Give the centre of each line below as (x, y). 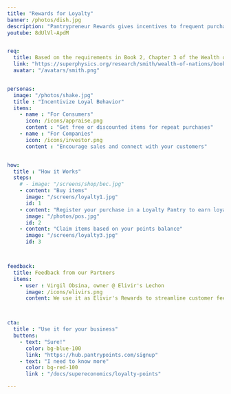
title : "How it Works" (47, 172)
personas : (21, 89)
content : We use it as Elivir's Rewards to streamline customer (119, 298)
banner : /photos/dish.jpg (44, 20)
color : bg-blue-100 (53, 349)
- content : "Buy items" (54, 191)
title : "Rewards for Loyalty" (51, 13)
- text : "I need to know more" (64, 361)
